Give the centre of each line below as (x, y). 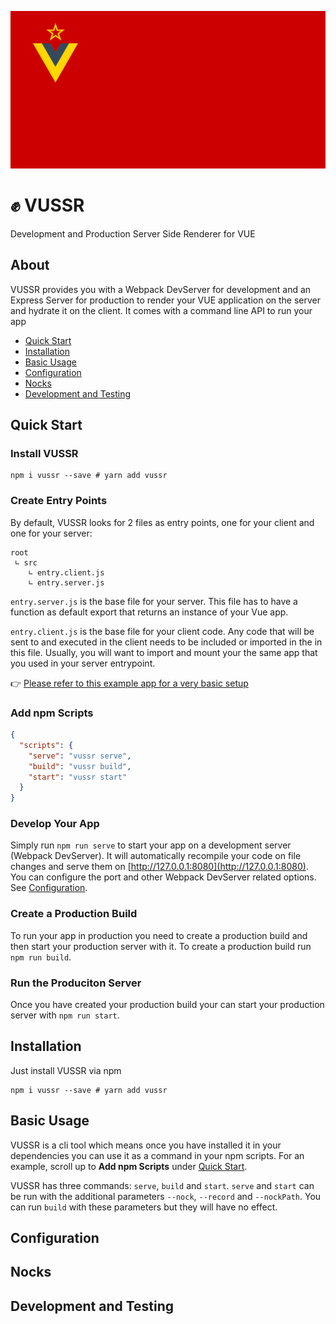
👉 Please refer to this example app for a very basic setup (129, 683)
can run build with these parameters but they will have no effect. (144, 1207)
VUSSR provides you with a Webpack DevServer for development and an (161, 289)
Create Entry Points (59, 501)
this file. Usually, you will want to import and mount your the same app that (164, 652)
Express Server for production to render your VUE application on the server (166, 300)
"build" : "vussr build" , (80, 766)
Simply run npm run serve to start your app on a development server (151, 845)
